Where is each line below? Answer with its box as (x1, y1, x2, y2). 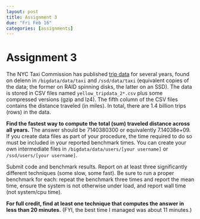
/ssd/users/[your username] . (6, 152, 78, 159)
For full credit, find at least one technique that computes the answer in (6, 200, 184, 207)
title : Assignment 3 (6, 14, 58, 20)
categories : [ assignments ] (6, 25, 73, 32)
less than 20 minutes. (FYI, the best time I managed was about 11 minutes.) (6, 207, 192, 214)
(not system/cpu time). (6, 189, 63, 196)
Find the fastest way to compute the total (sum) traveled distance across (6, 120, 190, 127)
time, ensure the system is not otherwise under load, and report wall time (6, 182, 186, 189)
